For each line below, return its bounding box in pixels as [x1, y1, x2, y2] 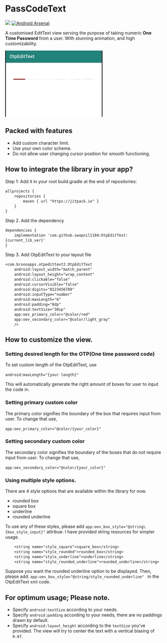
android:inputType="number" [14, 292, 72, 297]
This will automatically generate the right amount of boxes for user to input [5, 381, 159, 387]
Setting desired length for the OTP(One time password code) [5, 350, 155, 357]
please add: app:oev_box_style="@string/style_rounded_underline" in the [5, 573, 160, 579]
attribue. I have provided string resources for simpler [46, 529, 155, 535]
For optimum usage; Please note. [5, 593, 110, 602]
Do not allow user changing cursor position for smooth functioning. [12, 151, 151, 157]
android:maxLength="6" [14, 297, 61, 302]
